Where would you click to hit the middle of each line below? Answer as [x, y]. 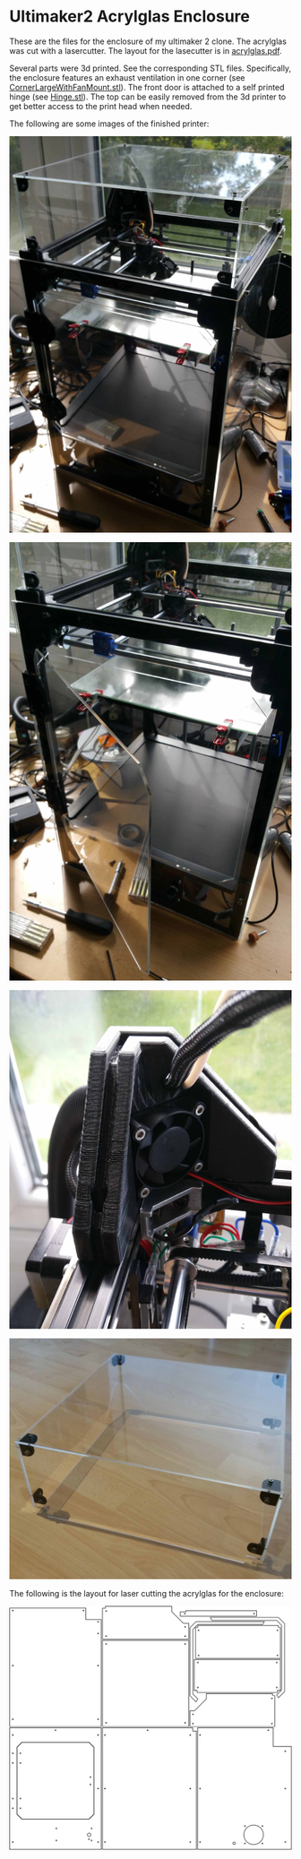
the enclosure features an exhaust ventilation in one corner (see [127, 77]
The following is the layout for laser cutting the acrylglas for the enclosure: [146, 1593]
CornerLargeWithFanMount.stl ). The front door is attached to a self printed [147, 87]
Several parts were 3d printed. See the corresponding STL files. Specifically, [150, 68]
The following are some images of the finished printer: [109, 124]
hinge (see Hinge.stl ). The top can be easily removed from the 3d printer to [148, 97]
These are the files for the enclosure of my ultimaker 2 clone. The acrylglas [148, 41]
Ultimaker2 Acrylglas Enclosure [130, 17]
